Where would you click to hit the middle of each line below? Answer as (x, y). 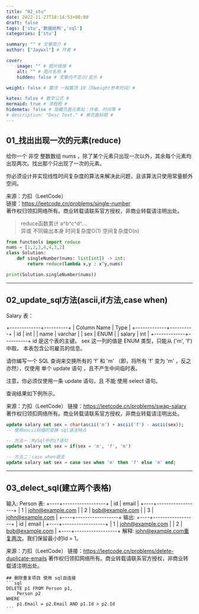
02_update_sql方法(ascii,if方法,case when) (87, 300)
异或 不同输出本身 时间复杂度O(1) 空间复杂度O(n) (80, 231)
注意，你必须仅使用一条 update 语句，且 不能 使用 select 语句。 (84, 380)
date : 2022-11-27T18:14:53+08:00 (47, 17)
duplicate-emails (27, 558)
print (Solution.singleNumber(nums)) (51, 274)
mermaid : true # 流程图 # (37, 104)
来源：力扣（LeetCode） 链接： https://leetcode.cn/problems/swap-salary (96, 406)
